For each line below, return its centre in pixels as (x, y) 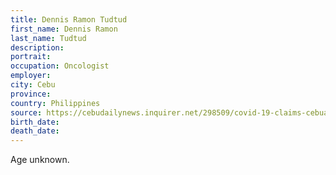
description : (37, 47)
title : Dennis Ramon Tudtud (69, 19)
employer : (31, 76)
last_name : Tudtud (48, 38)
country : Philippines (55, 103)
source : (26, 112)
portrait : (31, 57)
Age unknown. (40, 160)
